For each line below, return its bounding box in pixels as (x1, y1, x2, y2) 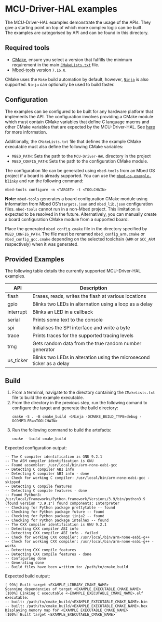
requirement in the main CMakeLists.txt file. (12, 62, 100, 67)
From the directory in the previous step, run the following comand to (12, 400, 148, 406)
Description (80, 285, 108, 291)
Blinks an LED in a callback (32, 309, 93, 316)
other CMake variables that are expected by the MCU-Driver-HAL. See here (5, 124, 155, 129)
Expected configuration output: (5, 445, 67, 451)
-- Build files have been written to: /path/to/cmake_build (5, 565, 129, 570)
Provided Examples (5, 255, 64, 263)
